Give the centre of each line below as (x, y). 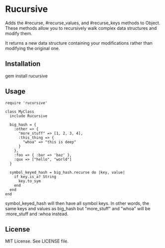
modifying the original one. (33, 48)
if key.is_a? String (35, 177)
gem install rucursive (27, 76)
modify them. (19, 33)
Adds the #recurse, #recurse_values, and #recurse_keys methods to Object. (83, 23)
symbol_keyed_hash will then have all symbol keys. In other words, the (77, 203)
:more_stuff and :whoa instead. (37, 214)
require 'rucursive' (27, 103)
